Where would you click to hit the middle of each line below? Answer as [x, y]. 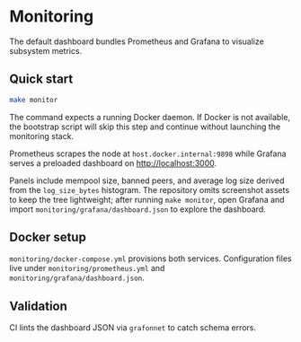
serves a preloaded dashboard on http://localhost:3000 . [113, 162]
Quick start [41, 79]
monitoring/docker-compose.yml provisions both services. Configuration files [150, 259]
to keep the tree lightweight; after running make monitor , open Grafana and [147, 199]
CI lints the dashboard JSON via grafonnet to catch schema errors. [133, 328]
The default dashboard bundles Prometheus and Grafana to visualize [137, 41]
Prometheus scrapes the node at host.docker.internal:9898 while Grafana [148, 153]
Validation [38, 306]
